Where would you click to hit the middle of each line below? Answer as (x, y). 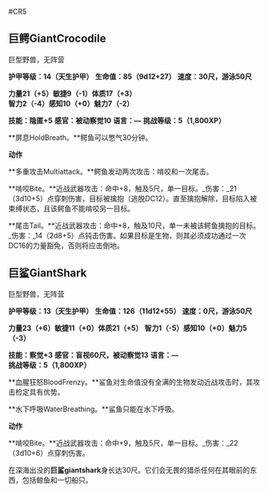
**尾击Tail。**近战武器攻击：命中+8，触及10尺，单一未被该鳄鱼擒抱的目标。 (134, 225)
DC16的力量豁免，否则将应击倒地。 (66, 245)
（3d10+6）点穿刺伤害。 (49, 453)
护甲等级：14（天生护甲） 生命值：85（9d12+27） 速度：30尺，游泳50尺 (130, 76)
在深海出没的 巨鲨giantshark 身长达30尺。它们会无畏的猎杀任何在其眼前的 (129, 470)
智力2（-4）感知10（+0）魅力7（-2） (71, 103)
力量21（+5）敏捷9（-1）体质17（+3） (72, 93)
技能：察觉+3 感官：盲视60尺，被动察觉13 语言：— (93, 354)
